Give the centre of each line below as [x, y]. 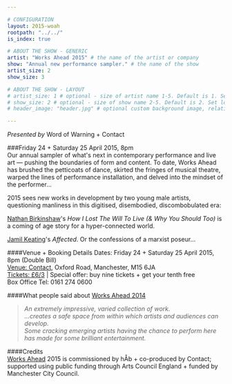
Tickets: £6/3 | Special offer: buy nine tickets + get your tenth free [101, 275]
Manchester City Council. [43, 374]
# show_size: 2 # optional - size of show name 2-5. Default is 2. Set [112, 102]
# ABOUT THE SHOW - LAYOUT [46, 89]
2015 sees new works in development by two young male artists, [99, 198]
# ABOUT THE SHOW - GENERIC [48, 51]
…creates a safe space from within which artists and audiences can [121, 316]
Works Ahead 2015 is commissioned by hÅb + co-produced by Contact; [109, 359]
